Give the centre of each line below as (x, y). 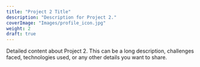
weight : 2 (19, 28)
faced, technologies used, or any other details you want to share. (86, 57)
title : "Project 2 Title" (38, 12)
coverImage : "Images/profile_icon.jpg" (56, 23)
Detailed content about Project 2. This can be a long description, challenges (100, 51)
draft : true (21, 34)
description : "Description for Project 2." (62, 17)
